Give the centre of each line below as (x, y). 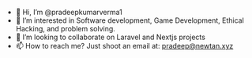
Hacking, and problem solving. (66, 29)
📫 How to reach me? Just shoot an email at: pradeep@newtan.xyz (124, 46)
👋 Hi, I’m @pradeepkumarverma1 (69, 12)
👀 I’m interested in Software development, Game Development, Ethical (130, 20)
